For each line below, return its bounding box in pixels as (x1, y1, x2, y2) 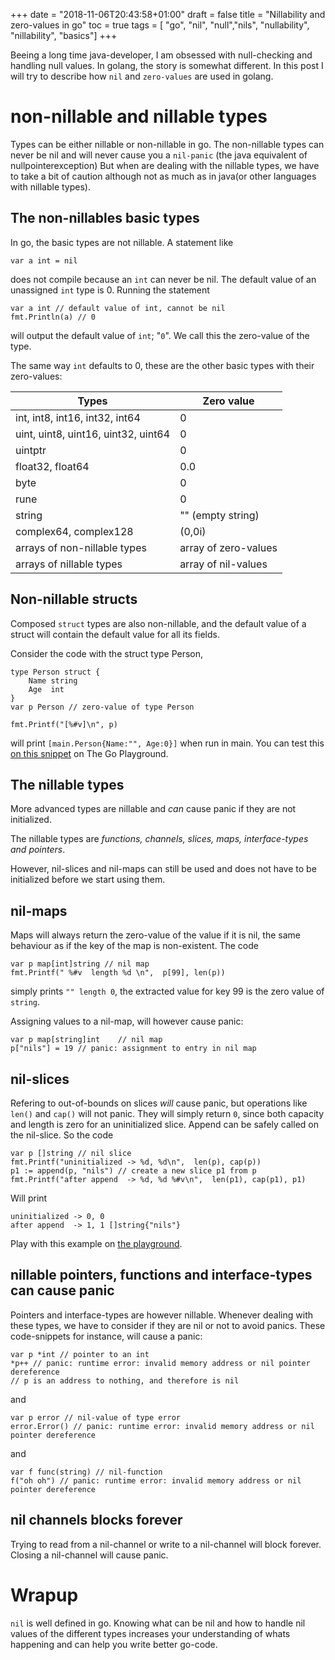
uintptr (15, 443, 47, 457)
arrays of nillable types (15, 557, 123, 571)
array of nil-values (179, 557, 268, 571)
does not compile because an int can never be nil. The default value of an (10, 273, 317, 285)
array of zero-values (179, 540, 278, 554)
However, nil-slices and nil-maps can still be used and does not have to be (10, 863, 317, 875)
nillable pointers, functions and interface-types (10, 1267, 313, 1284)
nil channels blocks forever (10, 1512, 183, 1529)
